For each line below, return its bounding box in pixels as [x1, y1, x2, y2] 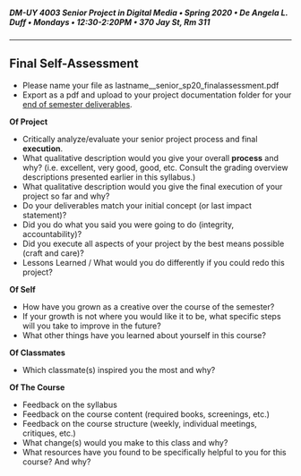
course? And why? [21, 456, 91, 467]
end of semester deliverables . [21, 98, 133, 109]
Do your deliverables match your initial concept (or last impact [21, 200, 253, 210]
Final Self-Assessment [9, 56, 139, 72]
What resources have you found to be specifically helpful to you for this [21, 446, 287, 457]
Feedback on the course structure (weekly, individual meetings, [21, 418, 257, 429]
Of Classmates [9, 347, 65, 358]
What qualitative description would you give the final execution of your [21, 181, 283, 191]
